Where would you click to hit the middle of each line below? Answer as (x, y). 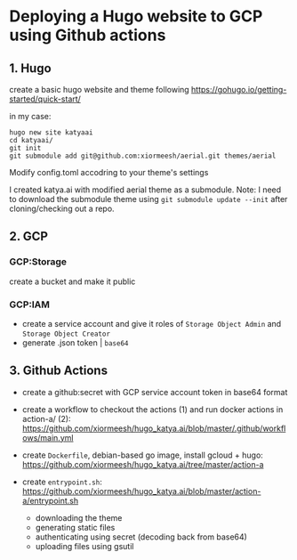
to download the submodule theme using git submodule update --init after (148, 199)
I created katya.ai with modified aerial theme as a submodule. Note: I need (145, 190)
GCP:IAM (30, 304)
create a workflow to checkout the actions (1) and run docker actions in (153, 409)
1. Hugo (30, 68)
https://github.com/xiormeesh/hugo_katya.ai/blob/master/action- (141, 491)
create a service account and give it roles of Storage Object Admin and (152, 323)
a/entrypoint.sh (50, 500)
